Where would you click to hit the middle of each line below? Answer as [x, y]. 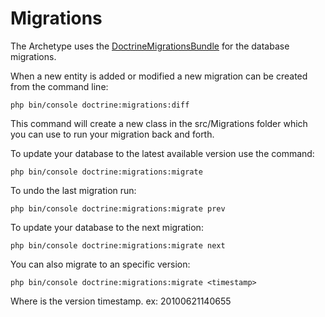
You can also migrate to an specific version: [100, 264]
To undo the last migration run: [73, 190]
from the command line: [59, 86]
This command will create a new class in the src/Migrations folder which [159, 123]
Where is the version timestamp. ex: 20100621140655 [121, 301]
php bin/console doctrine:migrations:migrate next [118, 245]
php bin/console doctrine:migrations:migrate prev [118, 208]
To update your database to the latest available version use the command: [162, 153]
